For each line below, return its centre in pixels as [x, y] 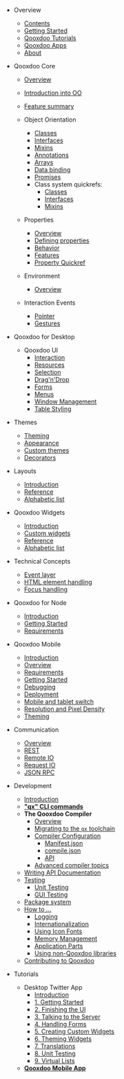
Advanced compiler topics [71, 865]
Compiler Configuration [68, 836]
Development [33, 786]
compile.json [63, 850]
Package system [48, 902]
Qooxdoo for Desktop [44, 337]
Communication [36, 729]
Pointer [44, 316]
